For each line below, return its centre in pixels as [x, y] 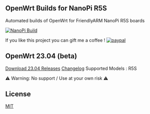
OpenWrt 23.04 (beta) [41, 56]
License [18, 94]
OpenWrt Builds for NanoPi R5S [56, 8]
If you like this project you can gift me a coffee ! [55, 40]
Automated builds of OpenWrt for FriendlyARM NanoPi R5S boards [75, 20]
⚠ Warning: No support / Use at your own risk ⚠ [57, 78]
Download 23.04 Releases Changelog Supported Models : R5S [71, 68]
